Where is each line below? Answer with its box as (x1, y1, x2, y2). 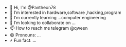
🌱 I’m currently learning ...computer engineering (9, 15, 106, 20)
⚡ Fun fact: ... (9, 37, 36, 43)
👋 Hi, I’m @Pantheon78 (9, 5, 56, 10)
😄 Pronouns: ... (9, 32, 41, 38)
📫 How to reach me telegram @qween (9, 25, 88, 31)
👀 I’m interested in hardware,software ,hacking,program (9, 10, 122, 15)
